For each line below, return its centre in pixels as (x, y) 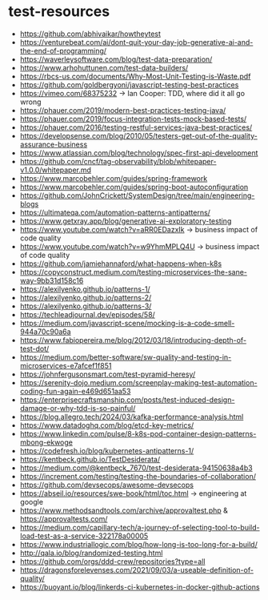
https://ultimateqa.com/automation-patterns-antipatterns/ (115, 212)
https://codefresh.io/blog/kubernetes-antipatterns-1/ (107, 450)
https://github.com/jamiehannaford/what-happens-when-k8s (121, 264)
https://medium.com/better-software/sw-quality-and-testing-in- (126, 357)
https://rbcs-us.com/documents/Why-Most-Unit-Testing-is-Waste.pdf (135, 76)
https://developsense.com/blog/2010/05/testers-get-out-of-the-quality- (138, 135)
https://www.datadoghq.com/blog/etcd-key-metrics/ (107, 425)
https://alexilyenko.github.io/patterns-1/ (85, 289)
